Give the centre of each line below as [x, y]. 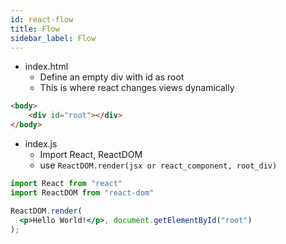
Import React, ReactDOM [91, 154]
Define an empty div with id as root [112, 77]
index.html [46, 67]
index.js [41, 144]
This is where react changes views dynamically [137, 88]
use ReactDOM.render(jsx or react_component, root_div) [158, 165]
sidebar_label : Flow [53, 38]
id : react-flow [42, 19]
